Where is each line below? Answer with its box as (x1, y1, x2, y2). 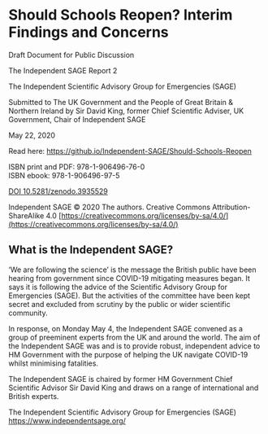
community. (8, 308, 48, 318)
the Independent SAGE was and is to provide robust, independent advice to (8, 340, 261, 351)
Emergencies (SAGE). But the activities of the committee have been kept (8, 291, 250, 300)
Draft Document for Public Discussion (8, 50, 135, 59)
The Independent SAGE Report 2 (8, 65, 118, 75)
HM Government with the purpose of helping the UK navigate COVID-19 (8, 349, 249, 359)
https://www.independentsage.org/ (8, 415, 126, 425)
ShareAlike (8, 210, 45, 221)
